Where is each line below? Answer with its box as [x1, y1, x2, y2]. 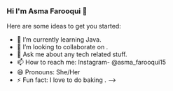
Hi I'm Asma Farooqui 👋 [6, 6, 88, 16]
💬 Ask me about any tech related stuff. [16, 50, 127, 58]
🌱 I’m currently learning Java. [16, 35, 102, 44]
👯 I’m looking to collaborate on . [16, 43, 109, 51]
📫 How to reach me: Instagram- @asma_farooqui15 [16, 58, 166, 67]
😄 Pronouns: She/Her [16, 68, 81, 76]
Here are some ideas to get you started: [6, 22, 122, 31]
